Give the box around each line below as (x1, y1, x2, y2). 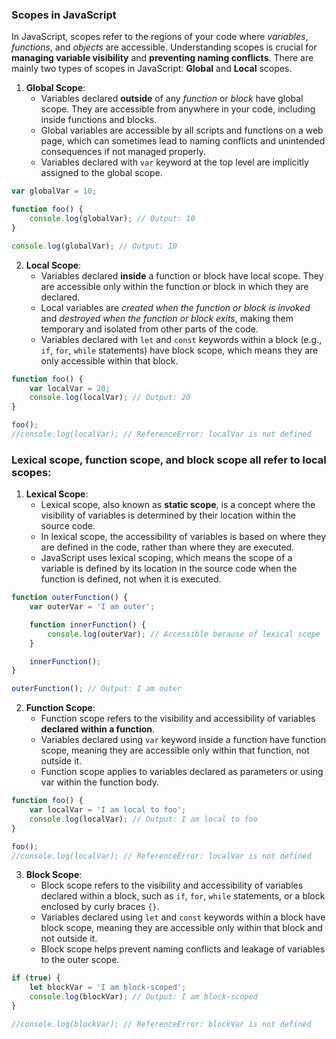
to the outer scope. (40, 954, 120, 966)
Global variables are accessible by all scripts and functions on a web (40, 124, 324, 137)
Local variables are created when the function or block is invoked (40, 301, 311, 313)
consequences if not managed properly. (40, 146, 206, 158)
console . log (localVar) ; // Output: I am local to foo (29, 814, 258, 824)
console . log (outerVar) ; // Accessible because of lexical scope (47, 629, 321, 639)
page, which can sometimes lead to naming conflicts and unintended (40, 135, 326, 147)
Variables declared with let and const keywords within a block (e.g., (40, 333, 323, 345)
